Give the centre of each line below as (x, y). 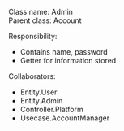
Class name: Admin (41, 12)
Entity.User (38, 92)
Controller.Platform (51, 109)
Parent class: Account (45, 20)
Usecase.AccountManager (65, 118)
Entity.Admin (41, 100)
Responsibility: (33, 36)
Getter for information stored (68, 61)
